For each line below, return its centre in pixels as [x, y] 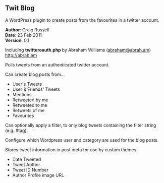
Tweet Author [26, 164]
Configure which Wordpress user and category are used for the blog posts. [82, 140]
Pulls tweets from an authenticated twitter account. [57, 64]
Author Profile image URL [38, 175]
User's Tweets [27, 84]
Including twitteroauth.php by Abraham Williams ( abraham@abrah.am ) [78, 50]
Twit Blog [20, 8]
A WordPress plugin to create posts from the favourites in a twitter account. [82, 20]
